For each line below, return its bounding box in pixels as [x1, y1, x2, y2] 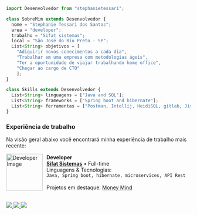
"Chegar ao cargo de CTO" [16, 65, 80, 71]
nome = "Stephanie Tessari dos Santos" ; [11, 21, 111, 28]
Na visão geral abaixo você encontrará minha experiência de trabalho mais [6, 136, 187, 143]
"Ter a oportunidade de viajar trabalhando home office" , [16, 59, 161, 66]
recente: [6, 142, 26, 149]
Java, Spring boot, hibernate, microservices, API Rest [46, 172, 186, 179]
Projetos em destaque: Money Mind [46, 184, 133, 191]
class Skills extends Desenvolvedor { [6, 87, 101, 93]
